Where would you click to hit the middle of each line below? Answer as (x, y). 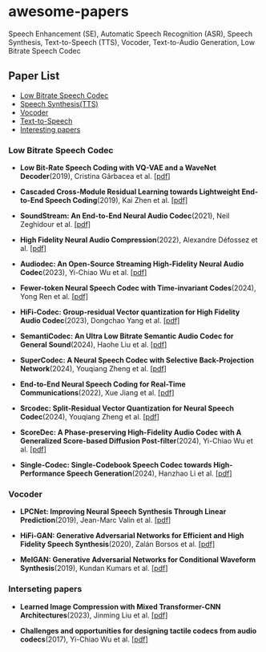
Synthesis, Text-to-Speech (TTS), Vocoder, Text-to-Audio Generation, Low (131, 42)
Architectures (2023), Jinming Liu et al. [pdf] (94, 615)
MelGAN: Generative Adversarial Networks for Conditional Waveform (138, 560)
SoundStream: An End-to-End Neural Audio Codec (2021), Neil (125, 216)
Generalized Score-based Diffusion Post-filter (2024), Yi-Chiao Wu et (137, 441)
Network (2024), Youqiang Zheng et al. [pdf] (93, 369)
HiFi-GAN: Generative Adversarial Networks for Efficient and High (132, 536)
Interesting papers (50, 129)
